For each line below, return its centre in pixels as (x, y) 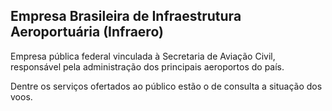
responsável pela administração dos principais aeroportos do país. (147, 66)
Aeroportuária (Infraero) (87, 32)
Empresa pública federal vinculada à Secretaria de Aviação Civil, (143, 56)
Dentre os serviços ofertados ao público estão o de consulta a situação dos (166, 86)
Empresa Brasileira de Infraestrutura (126, 16)
